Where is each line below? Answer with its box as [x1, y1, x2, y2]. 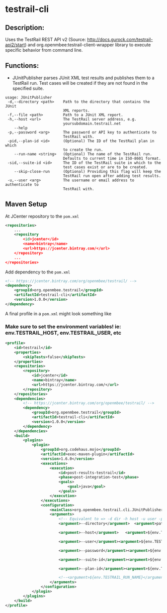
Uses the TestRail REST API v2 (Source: [5, 36, 86, 42]
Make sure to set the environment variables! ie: [5, 323, 121, 330]
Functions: [5, 61, 39, 70]
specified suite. [12, 85, 44, 91]
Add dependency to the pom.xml [5, 269, 71, 275]
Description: [5, 23, 45, 32]
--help [14, 125, 28, 130]
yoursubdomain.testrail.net [63, 121, 121, 126]
